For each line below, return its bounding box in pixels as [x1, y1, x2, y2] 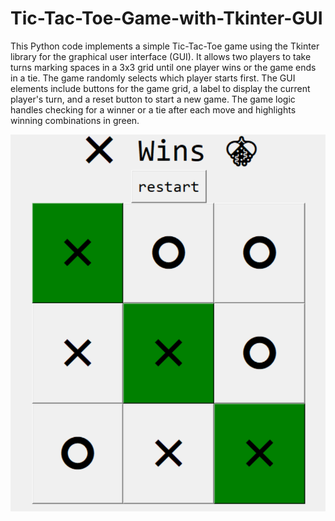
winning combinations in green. [10, 114, 140, 126]
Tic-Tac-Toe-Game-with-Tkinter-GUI [10, 7, 323, 30]
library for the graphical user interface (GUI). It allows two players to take [10, 50, 312, 62]
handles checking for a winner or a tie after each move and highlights [10, 103, 297, 116]
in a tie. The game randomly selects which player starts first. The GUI [10, 72, 296, 84]
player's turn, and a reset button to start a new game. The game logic [10, 93, 296, 105]
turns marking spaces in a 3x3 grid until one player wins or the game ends [10, 61, 317, 73]
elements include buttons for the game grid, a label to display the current [10, 82, 311, 94]
